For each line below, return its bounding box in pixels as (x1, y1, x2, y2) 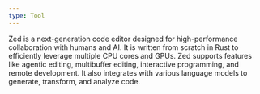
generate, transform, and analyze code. (8, 76, 140, 86)
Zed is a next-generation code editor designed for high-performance (8, 34, 238, 43)
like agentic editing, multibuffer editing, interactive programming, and (8, 59, 239, 69)
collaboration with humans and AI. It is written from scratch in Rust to (8, 42, 239, 52)
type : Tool (8, 11, 45, 20)
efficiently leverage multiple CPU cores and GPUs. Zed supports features (8, 51, 253, 60)
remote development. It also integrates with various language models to (8, 67, 248, 77)
